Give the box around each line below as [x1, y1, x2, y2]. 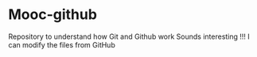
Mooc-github [8, 6, 98, 24]
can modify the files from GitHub [8, 40, 115, 49]
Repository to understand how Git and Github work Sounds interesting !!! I [8, 32, 251, 41]
